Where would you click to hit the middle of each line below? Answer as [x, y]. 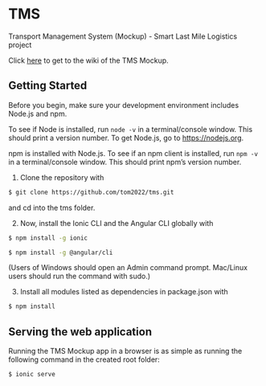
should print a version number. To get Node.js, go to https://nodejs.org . [126, 138]
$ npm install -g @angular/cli [61, 253]
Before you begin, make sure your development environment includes [124, 105]
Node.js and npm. [38, 113]
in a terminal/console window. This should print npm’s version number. [125, 162]
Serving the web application [80, 332]
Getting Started [48, 86]
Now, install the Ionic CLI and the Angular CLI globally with [117, 223]
